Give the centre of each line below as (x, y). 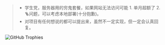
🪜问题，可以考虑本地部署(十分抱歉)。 (63, 14)
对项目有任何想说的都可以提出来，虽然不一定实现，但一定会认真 (89, 21)
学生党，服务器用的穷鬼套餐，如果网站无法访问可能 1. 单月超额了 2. (92, 8)
